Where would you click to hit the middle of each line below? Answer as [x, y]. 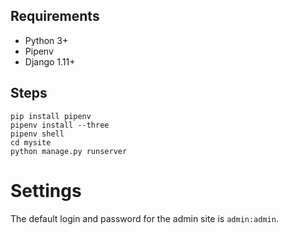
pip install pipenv [51, 116]
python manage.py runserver [69, 151]
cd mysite [31, 142]
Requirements [55, 16]
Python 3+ [46, 40]
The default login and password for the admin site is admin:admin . [144, 218]
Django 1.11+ [50, 61]
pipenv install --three [60, 125]
